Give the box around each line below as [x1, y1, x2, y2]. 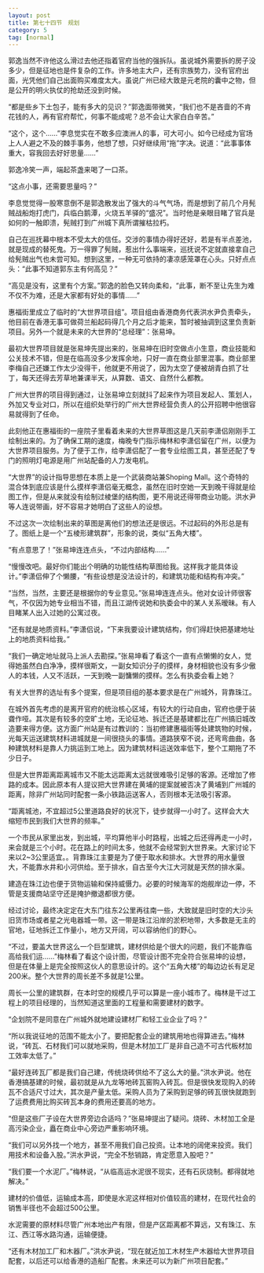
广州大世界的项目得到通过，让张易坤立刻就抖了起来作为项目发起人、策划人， [8, 390, 256, 399]
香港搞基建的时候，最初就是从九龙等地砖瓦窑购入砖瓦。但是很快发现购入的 [8, 1077, 249, 1087]
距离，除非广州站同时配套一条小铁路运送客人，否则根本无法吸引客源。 [8, 790, 236, 799]
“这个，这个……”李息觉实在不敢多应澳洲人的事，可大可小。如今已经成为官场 [8, 129, 253, 138]
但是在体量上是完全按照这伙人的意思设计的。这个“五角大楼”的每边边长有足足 [8, 962, 255, 971]
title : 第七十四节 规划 [8, 19, 80, 27]
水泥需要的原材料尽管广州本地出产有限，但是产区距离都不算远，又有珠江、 [8, 1220, 249, 1230]
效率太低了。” [14, 1051, 57, 1061]
